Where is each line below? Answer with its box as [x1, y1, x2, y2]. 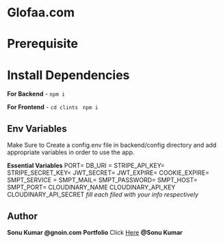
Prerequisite [7, 36, 79, 52]
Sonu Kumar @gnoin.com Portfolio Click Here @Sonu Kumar [7, 228, 183, 236]
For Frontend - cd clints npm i [7, 103, 99, 111]
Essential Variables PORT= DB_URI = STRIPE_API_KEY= [7, 162, 166, 170]
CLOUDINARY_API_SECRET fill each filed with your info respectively [7, 190, 199, 199]
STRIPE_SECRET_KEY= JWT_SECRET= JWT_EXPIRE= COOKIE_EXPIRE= [7, 169, 210, 177]
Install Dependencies [7, 67, 130, 83]
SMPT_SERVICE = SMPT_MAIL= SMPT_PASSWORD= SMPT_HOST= [7, 176, 198, 184]
